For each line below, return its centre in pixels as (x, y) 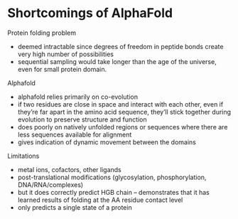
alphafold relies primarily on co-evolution (78, 97)
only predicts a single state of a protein (75, 207)
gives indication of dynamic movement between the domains (107, 142)
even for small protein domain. (62, 69)
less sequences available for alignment (75, 134)
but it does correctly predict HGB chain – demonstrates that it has (113, 192)
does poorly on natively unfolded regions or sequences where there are (123, 127)
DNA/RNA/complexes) (50, 185)
